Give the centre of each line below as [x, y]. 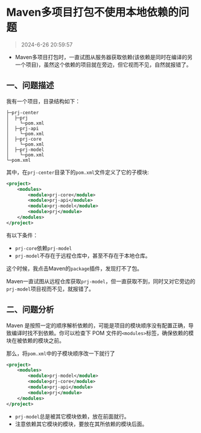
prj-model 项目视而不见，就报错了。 [50, 289]
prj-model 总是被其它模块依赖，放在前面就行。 [72, 416]
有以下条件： [22, 235]
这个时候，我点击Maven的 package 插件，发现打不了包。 [75, 268]
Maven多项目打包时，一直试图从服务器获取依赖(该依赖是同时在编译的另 [104, 57]
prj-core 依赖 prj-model [43, 248]
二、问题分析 [30, 310]
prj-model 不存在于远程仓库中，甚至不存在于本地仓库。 [83, 255]
